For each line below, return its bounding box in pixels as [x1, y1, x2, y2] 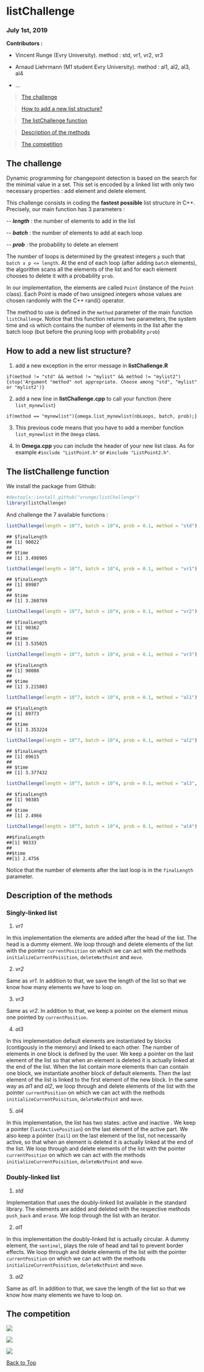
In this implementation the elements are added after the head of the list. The [6, 934, 197, 942]
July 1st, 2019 [6, 26, 48, 35]
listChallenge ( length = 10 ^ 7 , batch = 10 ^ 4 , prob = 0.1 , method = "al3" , [6, 780, 198, 786]
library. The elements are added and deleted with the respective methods [6, 1205, 191, 1213]
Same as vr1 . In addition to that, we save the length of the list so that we [6, 977, 186, 984]
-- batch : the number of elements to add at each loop [6, 229, 142, 237]
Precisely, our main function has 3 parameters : [6, 206, 125, 213]
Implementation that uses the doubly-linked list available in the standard [6, 1199, 187, 1206]
